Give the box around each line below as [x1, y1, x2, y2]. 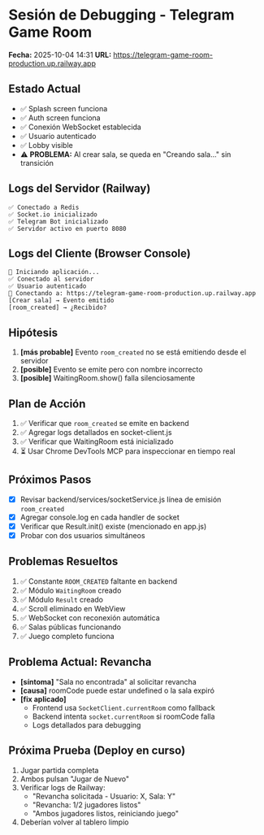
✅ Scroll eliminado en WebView [19, 603, 126, 613]
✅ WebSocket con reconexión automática [19, 612, 160, 623]
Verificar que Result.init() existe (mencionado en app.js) [19, 521, 207, 531]
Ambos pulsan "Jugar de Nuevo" [19, 774, 130, 784]
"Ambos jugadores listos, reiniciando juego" [32, 808, 180, 818]
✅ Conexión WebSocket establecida [19, 122, 142, 132]
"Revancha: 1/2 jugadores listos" [32, 799, 141, 810]
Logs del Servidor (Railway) [8, 181, 151, 196]
